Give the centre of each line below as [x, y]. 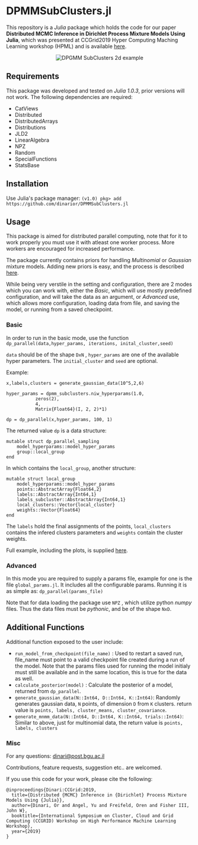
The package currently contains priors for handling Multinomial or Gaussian [99, 260]
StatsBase [27, 165]
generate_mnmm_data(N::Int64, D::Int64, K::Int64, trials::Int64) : [99, 716]
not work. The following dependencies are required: [69, 97]
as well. [24, 678]
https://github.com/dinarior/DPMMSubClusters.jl [67, 204]
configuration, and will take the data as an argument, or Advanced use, [93, 297]
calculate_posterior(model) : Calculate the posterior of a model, [94, 685]
